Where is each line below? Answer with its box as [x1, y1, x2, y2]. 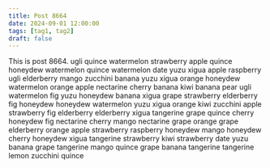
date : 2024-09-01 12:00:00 [8, 19, 100, 27]
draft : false [8, 34, 53, 43]
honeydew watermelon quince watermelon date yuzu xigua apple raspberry [8, 65, 262, 75]
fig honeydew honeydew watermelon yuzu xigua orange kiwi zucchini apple [8, 99, 262, 109]
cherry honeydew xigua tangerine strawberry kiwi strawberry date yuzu [8, 134, 249, 144]
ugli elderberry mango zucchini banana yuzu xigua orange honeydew [8, 73, 241, 83]
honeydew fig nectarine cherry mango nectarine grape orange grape [8, 116, 239, 126]
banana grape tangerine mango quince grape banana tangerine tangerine [8, 142, 255, 152]
